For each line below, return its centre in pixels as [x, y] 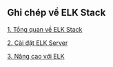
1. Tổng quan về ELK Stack [45, 29]
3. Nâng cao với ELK [36, 56]
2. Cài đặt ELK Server [38, 43]
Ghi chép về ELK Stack [56, 13]
